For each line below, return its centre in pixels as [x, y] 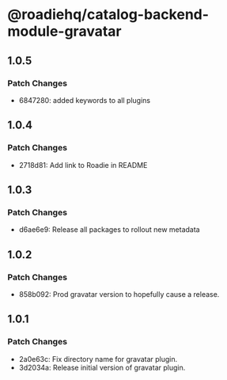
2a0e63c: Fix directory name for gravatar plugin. [98, 359]
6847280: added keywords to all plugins [85, 100]
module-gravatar [64, 31]
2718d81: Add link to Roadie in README [83, 165]
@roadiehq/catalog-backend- [108, 15]
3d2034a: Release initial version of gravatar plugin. [102, 367]
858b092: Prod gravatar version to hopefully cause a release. [119, 294]
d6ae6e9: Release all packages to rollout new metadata [109, 230]
